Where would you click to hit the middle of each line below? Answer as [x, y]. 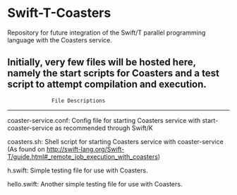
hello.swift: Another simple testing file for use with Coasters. [95, 184]
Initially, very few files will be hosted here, [102, 63]
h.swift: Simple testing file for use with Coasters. [78, 170]
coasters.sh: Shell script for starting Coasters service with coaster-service [115, 141]
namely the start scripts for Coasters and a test [114, 73]
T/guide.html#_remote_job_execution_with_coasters [83, 156]
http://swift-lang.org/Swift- [85, 149]
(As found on [26, 149]
